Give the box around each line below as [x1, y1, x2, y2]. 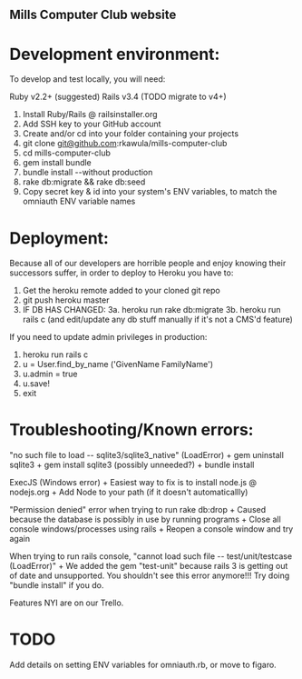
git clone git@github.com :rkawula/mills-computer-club [22, 138, 228, 149]
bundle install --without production [22, 167, 153, 178]
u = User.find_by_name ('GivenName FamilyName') [22, 359, 214, 370]
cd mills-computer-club [22, 147, 112, 158]
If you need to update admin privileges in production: [9, 332, 208, 343]
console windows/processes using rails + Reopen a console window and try [9, 524, 294, 534]
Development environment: [9, 44, 220, 65]
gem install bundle [22, 157, 93, 168]
